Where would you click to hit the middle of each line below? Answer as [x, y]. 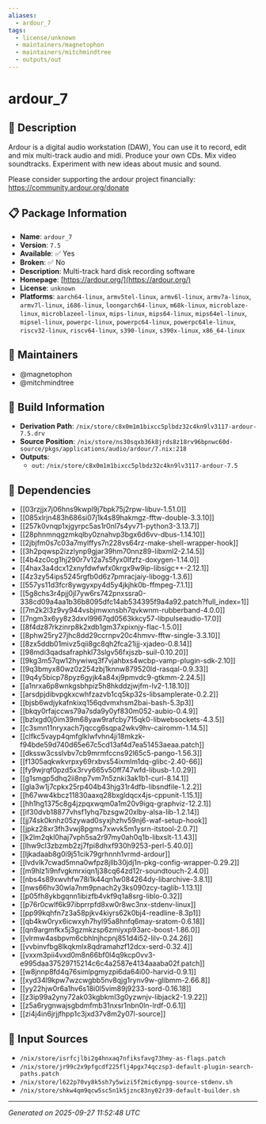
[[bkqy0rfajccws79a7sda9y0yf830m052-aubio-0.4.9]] [109, 711]
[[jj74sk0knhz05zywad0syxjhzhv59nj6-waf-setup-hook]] [113, 821]
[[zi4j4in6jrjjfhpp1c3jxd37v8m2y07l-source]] [93, 1014]
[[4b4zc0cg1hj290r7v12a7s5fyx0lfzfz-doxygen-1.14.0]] [109, 560]
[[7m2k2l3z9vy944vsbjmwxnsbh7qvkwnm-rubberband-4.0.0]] [122, 610]
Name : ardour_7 [46, 236]
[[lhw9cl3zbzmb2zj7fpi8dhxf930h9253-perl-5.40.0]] [106, 846]
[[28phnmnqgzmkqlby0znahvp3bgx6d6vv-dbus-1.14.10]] [112, 534]
